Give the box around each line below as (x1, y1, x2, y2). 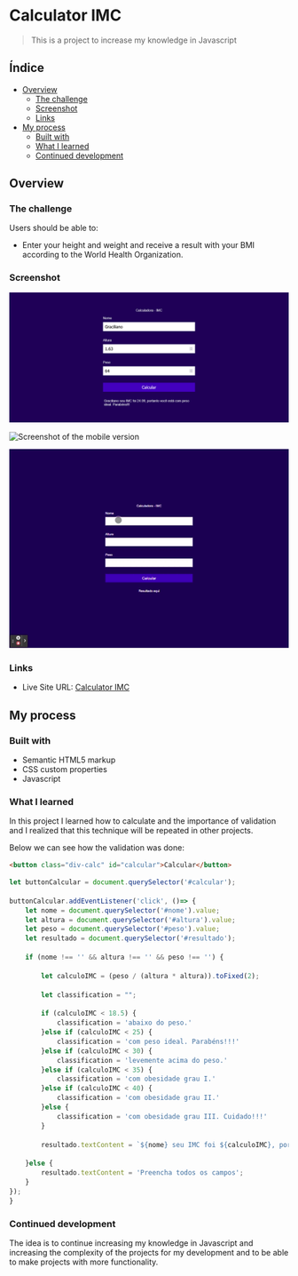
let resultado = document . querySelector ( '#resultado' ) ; (25, 934, 237, 943)
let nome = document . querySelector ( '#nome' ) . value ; (25, 905, 220, 915)
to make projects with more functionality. (9, 1256, 159, 1267)
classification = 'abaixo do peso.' (56, 1018, 192, 1027)
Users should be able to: (9, 223, 99, 234)
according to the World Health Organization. (21, 250, 184, 260)
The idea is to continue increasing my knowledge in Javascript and (9, 1237, 254, 1248)
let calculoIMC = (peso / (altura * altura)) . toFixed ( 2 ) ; (41, 971, 260, 980)
